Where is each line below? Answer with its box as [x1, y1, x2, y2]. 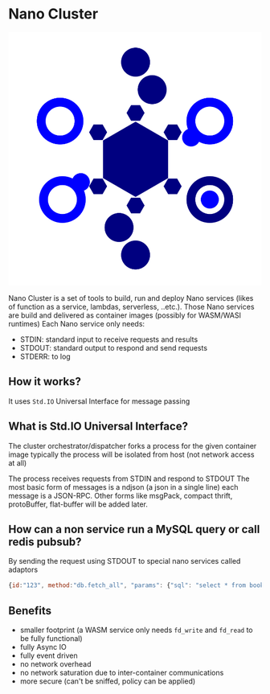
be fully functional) [19, 634, 83, 643]
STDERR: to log [19, 351, 71, 361]
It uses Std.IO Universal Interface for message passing [8, 396, 190, 406]
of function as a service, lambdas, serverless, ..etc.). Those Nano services [8, 302, 255, 311]
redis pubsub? [8, 535, 82, 548]
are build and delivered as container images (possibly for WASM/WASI [8, 310, 241, 320]
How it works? [8, 375, 82, 388]
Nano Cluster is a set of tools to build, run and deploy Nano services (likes [8, 293, 254, 302]
